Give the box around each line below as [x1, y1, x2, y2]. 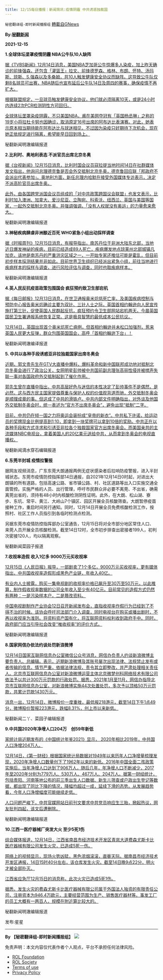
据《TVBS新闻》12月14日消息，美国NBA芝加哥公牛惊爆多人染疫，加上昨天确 [5, 61, 158, 67]
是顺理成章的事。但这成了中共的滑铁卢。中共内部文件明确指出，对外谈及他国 [5, 396, 158, 402]
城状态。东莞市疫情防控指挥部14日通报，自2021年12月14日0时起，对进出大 [5, 473, 154, 480]
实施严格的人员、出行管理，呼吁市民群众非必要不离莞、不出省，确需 [21, 486, 158, 492]
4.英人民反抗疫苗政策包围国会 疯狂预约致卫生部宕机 [5, 285, 108, 291]
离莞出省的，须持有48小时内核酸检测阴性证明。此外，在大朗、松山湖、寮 [5, 492, 151, 498]
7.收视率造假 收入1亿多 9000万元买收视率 [5, 553, 88, 559]
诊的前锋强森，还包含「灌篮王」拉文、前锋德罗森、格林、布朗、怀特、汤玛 [5, 68, 154, 74]
